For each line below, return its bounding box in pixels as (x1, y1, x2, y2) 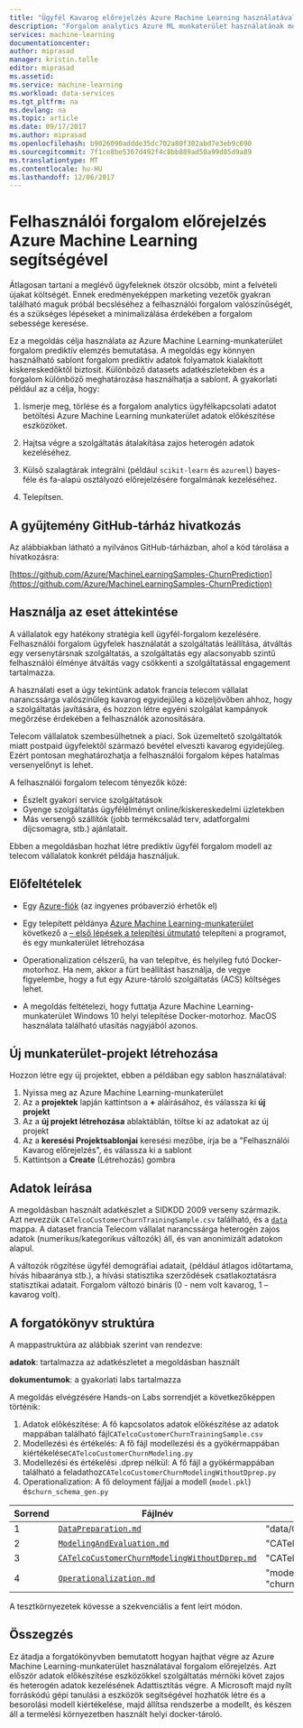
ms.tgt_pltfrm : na (9, 97, 78, 106)
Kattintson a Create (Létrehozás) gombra (22, 1154, 176, 1165)
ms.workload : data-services (9, 88, 115, 97)
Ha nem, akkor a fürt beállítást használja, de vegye (62, 964, 251, 975)
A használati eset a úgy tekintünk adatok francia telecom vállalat (9, 684, 248, 695)
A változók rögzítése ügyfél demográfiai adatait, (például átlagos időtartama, (9, 1261, 294, 1271)
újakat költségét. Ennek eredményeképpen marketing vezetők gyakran (9, 290, 271, 300)
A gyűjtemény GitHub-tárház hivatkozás (9, 518, 242, 533)
